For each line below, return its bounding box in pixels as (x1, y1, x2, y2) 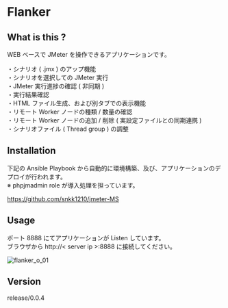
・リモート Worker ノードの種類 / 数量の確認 (7, 107, 133, 116)
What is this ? (7, 31, 66, 43)
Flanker (7, 4, 51, 20)
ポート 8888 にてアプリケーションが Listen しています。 (7, 233, 165, 242)
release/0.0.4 (7, 294, 45, 302)
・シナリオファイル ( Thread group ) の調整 (7, 125, 129, 133)
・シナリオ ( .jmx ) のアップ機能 (7, 65, 97, 73)
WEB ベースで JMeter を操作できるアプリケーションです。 (7, 51, 171, 58)
